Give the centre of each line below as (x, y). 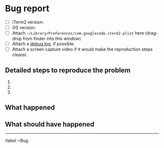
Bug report (27, 9)
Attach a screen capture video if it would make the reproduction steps (82, 49)
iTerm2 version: (28, 22)
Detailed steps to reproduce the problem (68, 70)
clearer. (20, 55)
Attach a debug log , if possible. (43, 44)
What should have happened (50, 124)
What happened (30, 108)
